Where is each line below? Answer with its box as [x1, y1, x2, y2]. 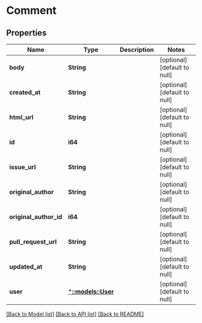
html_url [9, 113, 34, 121]
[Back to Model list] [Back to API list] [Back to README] [6, 310, 144, 318]
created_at [9, 88, 41, 97]
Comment [6, 4, 57, 18]
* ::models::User [68, 287, 114, 296]
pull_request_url [9, 238, 57, 246]
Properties [6, 28, 47, 38]
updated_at [9, 263, 43, 270]
